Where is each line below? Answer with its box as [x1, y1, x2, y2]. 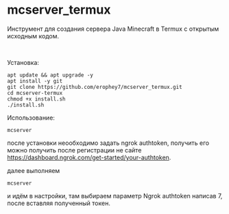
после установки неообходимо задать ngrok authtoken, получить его [7, 139, 210, 147]
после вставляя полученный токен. [7, 199, 111, 207]
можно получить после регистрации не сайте [7, 146, 142, 154]
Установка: [7, 58, 40, 66]
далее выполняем [7, 166, 60, 174]
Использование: [7, 113, 55, 122]
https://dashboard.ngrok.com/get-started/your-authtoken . [7, 153, 171, 161]
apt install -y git [7, 77, 63, 84]
